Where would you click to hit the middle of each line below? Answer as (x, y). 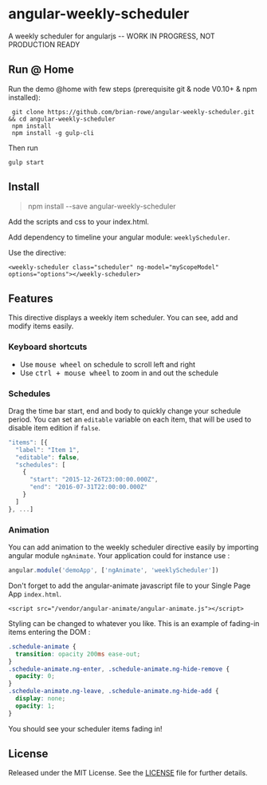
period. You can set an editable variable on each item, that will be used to (130, 419)
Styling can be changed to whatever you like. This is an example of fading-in (134, 623)
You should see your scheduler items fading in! (85, 728)
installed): (25, 97)
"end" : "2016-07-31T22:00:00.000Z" (88, 487)
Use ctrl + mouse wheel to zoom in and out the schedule (119, 373)
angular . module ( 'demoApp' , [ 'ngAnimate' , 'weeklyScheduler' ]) (114, 571)
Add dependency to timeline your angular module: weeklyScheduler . (119, 237)
